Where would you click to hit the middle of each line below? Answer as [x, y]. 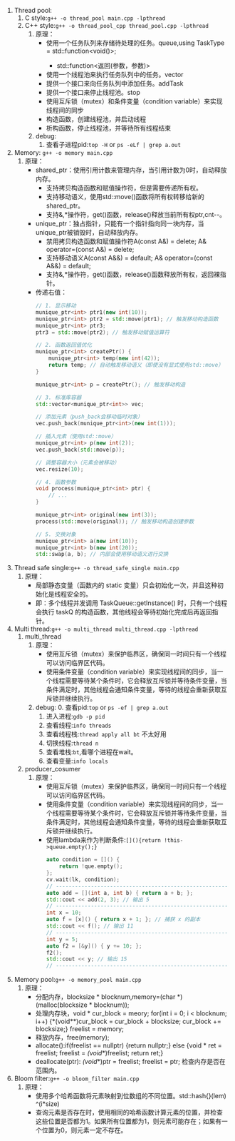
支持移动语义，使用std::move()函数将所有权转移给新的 [125, 197]
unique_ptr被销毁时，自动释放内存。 [89, 232]
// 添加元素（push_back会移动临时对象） [89, 417]
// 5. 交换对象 [56, 534]
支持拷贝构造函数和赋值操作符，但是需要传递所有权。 [124, 188]
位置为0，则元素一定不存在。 [84, 1130]
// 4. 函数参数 [56, 482]
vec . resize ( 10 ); [59, 469]
